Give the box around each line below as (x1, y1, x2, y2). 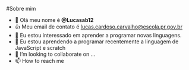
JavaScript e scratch (14, 44, 66, 51)
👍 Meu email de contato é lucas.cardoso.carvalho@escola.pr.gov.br (14, 23, 183, 30)
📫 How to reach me (14, 58, 64, 64)
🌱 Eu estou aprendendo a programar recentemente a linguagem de (14, 38, 179, 45)
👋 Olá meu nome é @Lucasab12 (14, 17, 94, 23)
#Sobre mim (6, 5, 36, 12)
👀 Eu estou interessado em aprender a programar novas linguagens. (14, 32, 182, 39)
